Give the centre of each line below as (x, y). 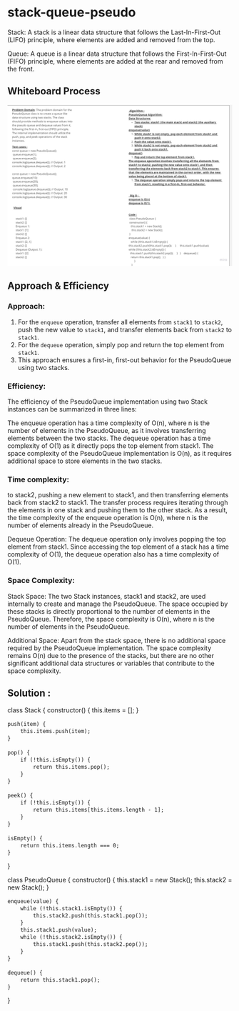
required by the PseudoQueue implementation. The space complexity (110, 648)
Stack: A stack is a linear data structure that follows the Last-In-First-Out (114, 32)
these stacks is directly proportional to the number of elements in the (109, 611)
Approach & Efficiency (58, 286)
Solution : (29, 693)
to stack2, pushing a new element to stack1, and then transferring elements (118, 495)
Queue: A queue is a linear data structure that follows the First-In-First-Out (117, 54)
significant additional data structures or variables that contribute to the (111, 663)
